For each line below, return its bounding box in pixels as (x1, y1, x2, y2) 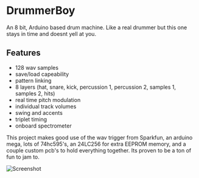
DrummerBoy (6, 4, 75, 18)
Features (6, 48, 41, 58)
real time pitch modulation (15, 96, 81, 103)
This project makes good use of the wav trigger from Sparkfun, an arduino (6, 134, 193, 141)
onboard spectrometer (15, 122, 72, 129)
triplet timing (15, 115, 47, 123)
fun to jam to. (6, 153, 40, 160)
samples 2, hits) (15, 89, 55, 97)
